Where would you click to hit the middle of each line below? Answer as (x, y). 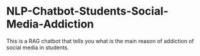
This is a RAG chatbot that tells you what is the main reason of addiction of (100, 41)
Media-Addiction (50, 24)
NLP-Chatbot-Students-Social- (87, 11)
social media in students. (38, 47)
